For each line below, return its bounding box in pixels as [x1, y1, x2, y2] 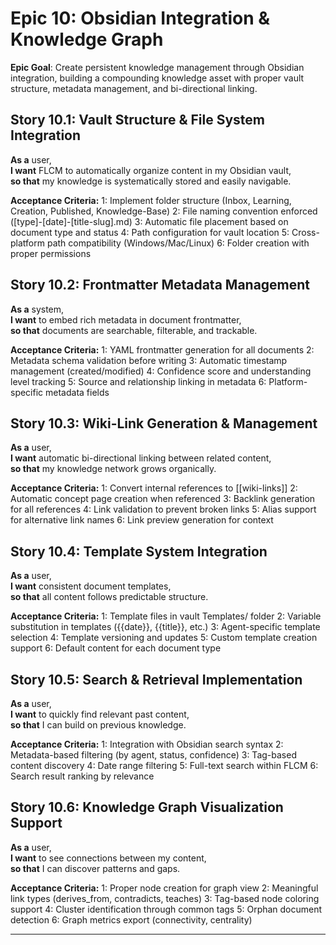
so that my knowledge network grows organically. [10, 463, 217, 475]
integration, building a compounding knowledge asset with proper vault [10, 72, 305, 84]
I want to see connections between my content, [10, 852, 207, 864]
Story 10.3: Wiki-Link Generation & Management [10, 415, 318, 432]
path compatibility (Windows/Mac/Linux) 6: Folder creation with [46, 237, 310, 249]
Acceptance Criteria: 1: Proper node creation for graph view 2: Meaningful [10, 882, 319, 894]
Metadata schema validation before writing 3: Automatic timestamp [10, 354, 288, 366]
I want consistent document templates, [10, 580, 172, 592]
